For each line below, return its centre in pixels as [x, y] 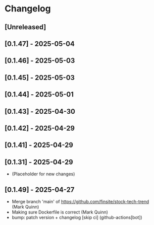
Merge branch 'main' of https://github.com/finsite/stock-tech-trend [80, 201]
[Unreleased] [26, 27]
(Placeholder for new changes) [43, 174]
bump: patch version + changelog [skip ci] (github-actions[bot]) [77, 217]
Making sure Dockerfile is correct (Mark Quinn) [60, 212]
